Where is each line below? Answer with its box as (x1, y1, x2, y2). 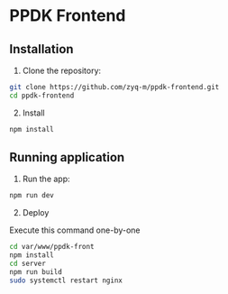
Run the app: (22, 173, 70, 185)
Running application (9, 150, 125, 165)
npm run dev (9, 191, 54, 200)
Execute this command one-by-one (9, 225, 141, 235)
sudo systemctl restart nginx (9, 276, 123, 285)
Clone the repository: (22, 65, 102, 76)
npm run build (9, 267, 63, 276)
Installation (9, 41, 74, 57)
